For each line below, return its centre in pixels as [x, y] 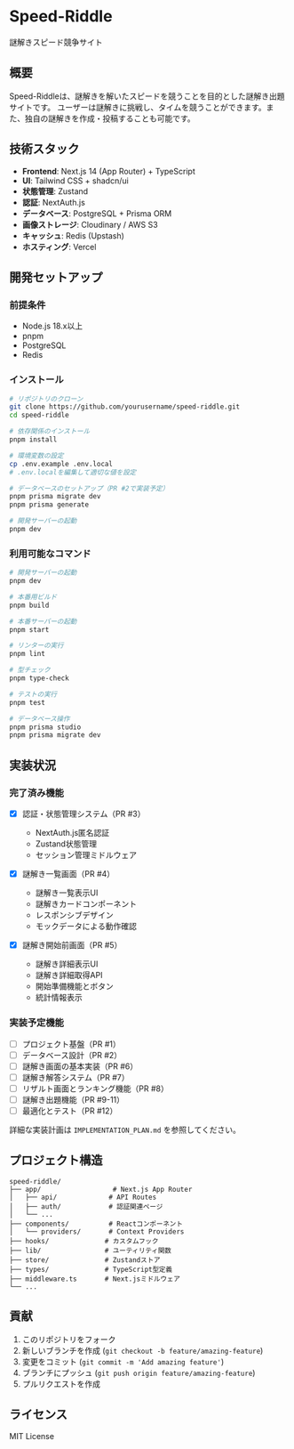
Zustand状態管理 [66, 844]
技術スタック [44, 149]
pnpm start [29, 629]
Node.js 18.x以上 [52, 326]
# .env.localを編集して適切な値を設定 [73, 472]
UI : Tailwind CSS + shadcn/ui [75, 181]
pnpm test [28, 702]
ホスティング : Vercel [59, 247]
